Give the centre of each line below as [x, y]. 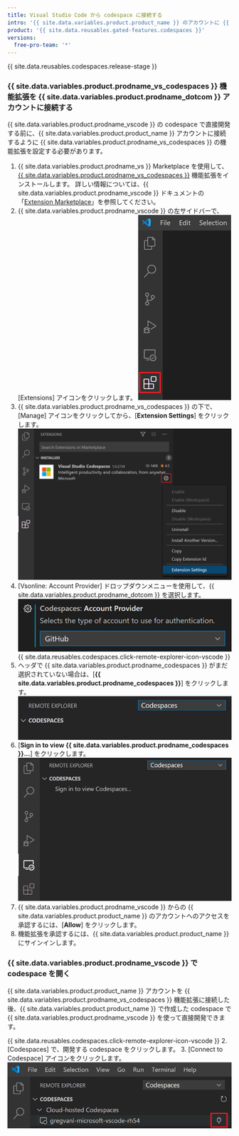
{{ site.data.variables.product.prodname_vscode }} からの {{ [105, 907]
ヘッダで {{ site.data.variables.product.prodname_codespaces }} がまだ [123, 665]
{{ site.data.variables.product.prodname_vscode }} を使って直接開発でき [113, 1018]
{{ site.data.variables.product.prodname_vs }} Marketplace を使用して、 [123, 166]
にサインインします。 [49, 943]
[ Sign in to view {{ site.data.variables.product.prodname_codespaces [123, 745]
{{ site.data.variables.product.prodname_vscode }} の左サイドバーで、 [120, 211]
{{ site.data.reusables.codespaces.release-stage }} [83, 66]
